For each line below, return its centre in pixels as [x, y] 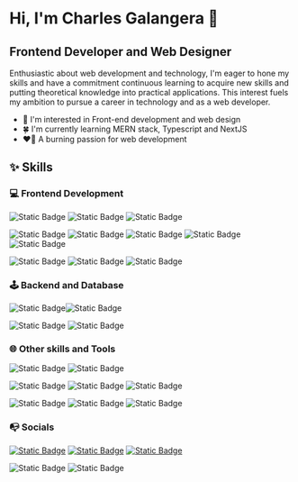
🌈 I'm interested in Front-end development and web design [131, 119]
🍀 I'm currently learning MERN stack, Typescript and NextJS [135, 129]
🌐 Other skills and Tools [63, 349]
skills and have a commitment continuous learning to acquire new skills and [149, 83]
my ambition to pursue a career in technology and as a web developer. [140, 102]
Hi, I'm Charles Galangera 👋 [114, 18]
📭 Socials [32, 427]
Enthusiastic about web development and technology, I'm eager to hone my [149, 73]
